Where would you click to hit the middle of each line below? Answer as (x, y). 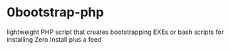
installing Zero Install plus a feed (54, 39)
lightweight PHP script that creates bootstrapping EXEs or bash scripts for (115, 32)
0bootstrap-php (55, 12)
